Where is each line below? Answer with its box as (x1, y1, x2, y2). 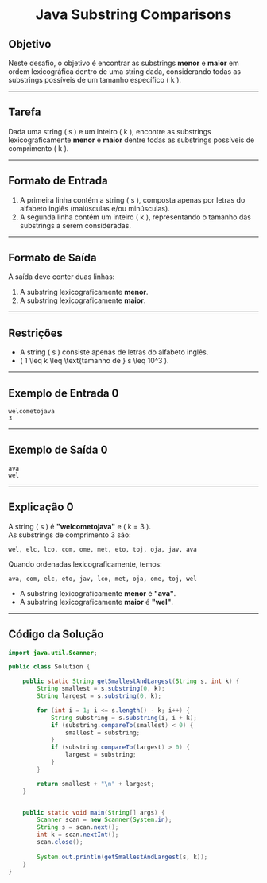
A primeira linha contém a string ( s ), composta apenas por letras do (19, 195, 246, 204)
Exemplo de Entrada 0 (8, 386, 119, 400)
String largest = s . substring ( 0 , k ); (37, 692, 161, 700)
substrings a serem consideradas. (19, 220, 131, 230)
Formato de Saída (8, 251, 97, 265)
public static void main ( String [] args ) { (22, 808, 165, 816)
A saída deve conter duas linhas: (8, 272, 115, 281)
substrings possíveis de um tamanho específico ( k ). (8, 76, 181, 84)
